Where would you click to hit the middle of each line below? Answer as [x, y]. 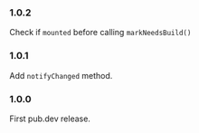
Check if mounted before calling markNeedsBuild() [100, 33]
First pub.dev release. [50, 119]
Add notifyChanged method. [61, 75]
